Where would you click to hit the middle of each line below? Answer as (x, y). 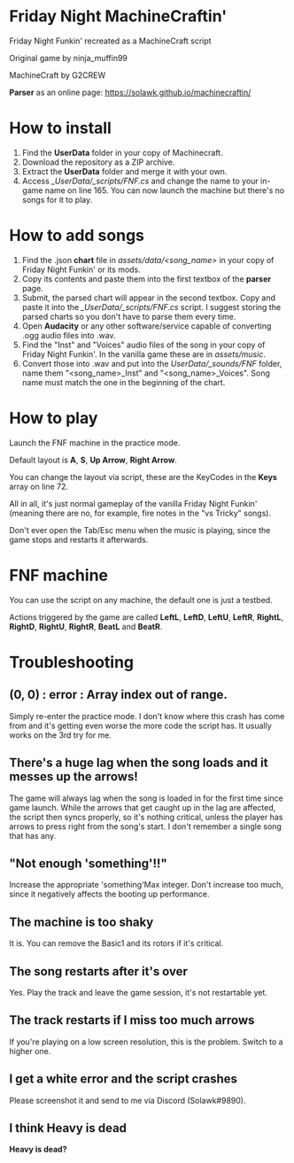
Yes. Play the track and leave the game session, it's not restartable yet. (139, 992)
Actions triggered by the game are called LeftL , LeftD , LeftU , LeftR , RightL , (147, 616)
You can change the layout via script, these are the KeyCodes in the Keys (143, 477)
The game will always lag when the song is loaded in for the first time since (146, 798)
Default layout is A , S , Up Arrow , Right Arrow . (93, 460)
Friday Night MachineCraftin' (118, 16)
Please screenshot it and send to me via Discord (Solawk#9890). (128, 1100)
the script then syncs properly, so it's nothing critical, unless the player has (146, 817)
